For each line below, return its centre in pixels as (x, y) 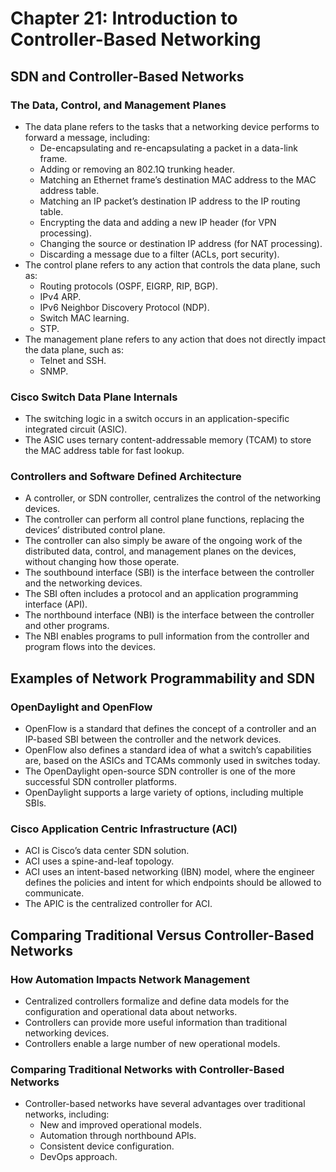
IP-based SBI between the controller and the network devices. (153, 739)
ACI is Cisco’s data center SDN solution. (107, 851)
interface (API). (56, 604)
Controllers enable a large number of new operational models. (152, 1044)
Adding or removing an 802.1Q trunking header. (137, 169)
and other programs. (67, 626)
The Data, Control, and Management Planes (118, 105)
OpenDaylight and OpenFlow (81, 707)
